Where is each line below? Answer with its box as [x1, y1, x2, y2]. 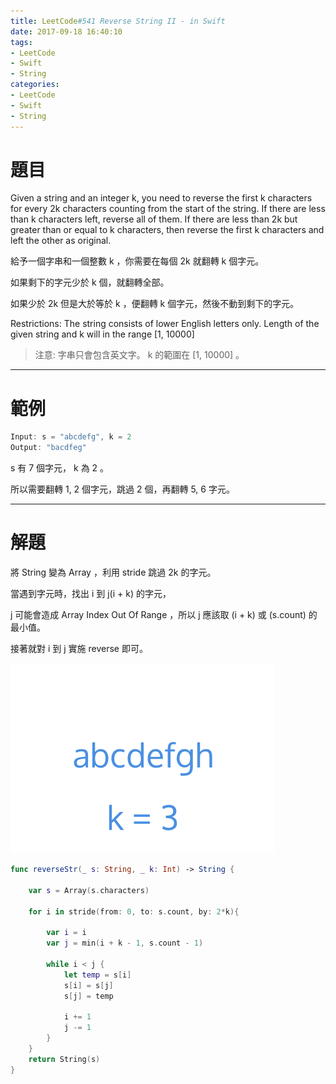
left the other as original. [10, 235, 112, 247]
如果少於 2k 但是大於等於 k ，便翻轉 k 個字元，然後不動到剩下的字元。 [10, 298, 300, 310]
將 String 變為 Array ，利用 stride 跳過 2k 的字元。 [10, 566, 217, 579]
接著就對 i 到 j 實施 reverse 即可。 [10, 643, 148, 655]
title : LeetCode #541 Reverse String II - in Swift [10, 16, 226, 26]
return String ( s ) [28, 1054, 101, 1064]
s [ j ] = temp [63, 991, 114, 1001]
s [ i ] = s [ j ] [63, 980, 114, 990]
